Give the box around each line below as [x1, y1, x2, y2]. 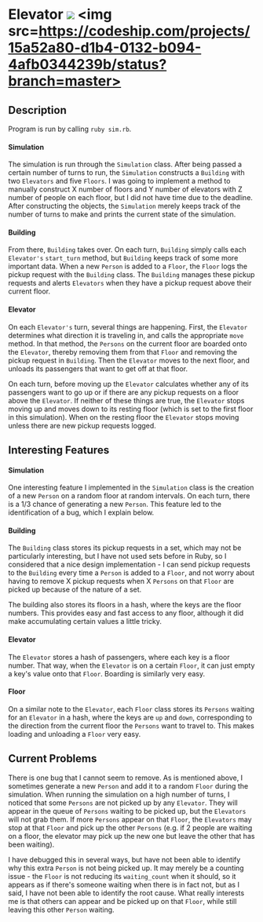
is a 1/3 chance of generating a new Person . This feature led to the [8, 500, 222, 509]
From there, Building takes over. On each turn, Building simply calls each [8, 245, 247, 254]
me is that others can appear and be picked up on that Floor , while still [8, 896, 237, 906]
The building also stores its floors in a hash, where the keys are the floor [8, 600, 242, 610]
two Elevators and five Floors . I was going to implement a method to [8, 177, 231, 186]
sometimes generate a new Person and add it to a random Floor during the [8, 781, 249, 790]
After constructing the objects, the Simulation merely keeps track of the [8, 202, 241, 211]
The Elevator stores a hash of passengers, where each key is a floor [8, 652, 230, 661]
